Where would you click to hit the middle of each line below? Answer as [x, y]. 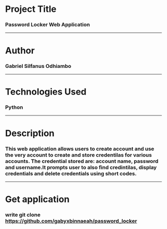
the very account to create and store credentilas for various [79, 155]
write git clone [23, 215]
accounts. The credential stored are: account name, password [82, 161]
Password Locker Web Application [48, 25]
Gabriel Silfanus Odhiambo [38, 66]
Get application [37, 200]
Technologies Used [46, 92]
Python [14, 108]
